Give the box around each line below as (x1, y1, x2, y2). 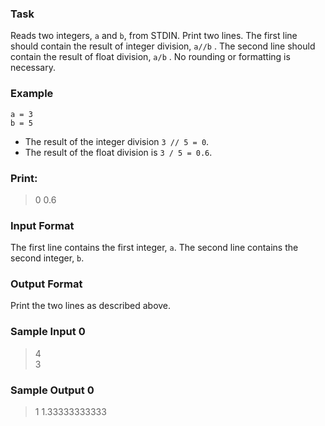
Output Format (10, 277, 83, 291)
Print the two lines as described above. (10, 300, 172, 312)
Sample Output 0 (10, 383, 95, 397)
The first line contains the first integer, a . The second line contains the (10, 242, 299, 254)
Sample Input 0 (10, 325, 86, 339)
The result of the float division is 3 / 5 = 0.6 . (24, 146, 213, 158)
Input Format (10, 218, 75, 232)
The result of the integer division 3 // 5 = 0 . (24, 135, 210, 147)
